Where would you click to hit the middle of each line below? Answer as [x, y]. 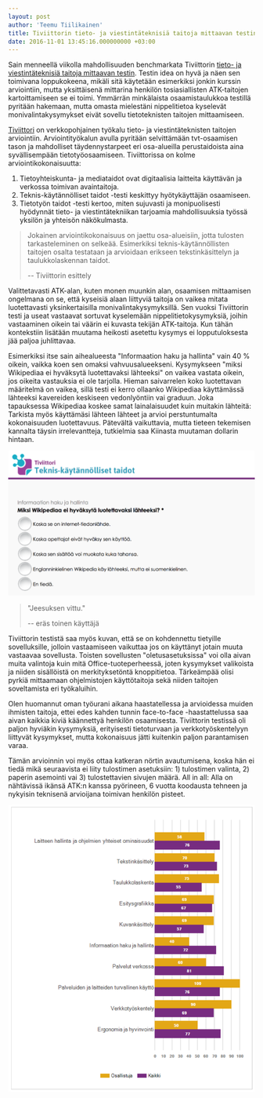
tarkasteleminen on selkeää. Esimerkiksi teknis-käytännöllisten [128, 244]
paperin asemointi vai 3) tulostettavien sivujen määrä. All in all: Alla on [121, 777]
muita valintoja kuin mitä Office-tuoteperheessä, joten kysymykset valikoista [131, 663]
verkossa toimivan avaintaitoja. [69, 187]
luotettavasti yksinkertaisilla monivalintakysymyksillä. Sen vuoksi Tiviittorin [128, 308]
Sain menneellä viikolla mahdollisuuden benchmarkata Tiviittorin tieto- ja [125, 65]
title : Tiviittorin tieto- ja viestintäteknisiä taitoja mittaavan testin [133, 33]
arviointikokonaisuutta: [45, 163]
